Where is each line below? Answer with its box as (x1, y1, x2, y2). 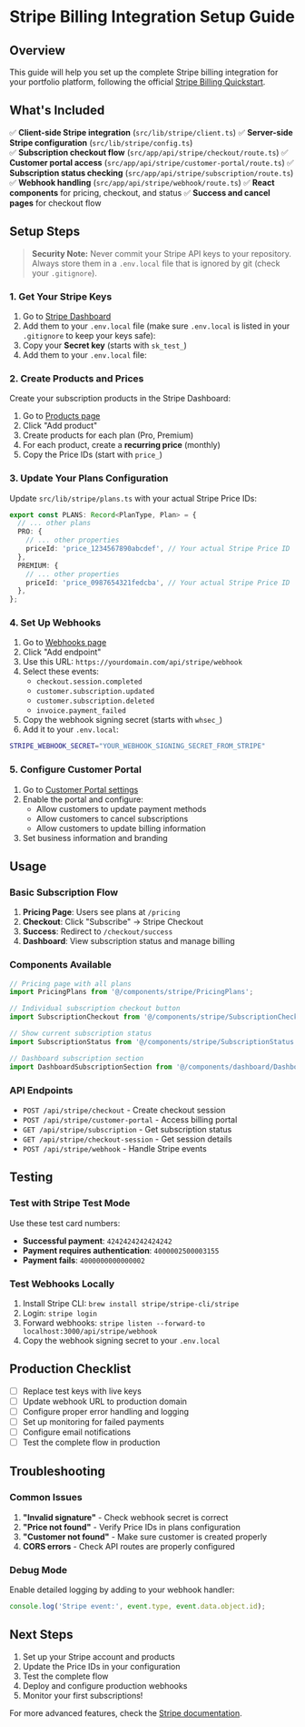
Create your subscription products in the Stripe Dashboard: (9, 393, 231, 404)
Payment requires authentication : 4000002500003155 (22, 1244, 220, 1255)
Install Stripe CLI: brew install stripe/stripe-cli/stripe (22, 1297, 240, 1308)
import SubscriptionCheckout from (9, 1012, 141, 1021)
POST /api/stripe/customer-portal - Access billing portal (22, 1113, 238, 1125)
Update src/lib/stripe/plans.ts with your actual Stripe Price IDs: (9, 493, 257, 503)
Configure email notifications (22, 1427, 132, 1437)
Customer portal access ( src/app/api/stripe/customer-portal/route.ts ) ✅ (9, 157, 294, 168)
